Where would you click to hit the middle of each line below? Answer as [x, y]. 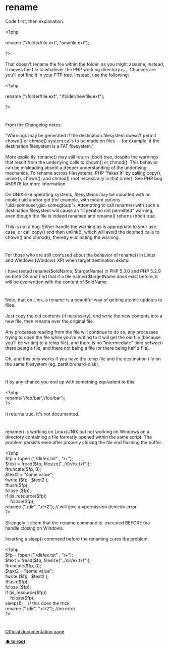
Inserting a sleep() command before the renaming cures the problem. [77, 538]
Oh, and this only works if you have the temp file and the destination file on [83, 359]
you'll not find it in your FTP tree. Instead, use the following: [67, 75]
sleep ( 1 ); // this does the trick [37, 603]
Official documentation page [35, 632]
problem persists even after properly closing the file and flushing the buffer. [84, 442]
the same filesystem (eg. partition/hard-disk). [52, 364]
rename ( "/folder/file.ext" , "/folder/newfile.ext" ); [55, 96]
